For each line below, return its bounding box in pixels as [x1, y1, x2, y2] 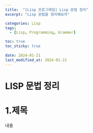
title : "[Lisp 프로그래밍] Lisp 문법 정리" [5, 7, 89, 12]
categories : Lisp [5, 21, 41, 26]
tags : [5, 25, 16, 30]
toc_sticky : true [5, 44, 41, 49]
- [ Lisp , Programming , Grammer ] [9, 30, 76, 35]
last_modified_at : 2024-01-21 [5, 58, 67, 63]
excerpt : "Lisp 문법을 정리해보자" [5, 12, 70, 17]
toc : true [5, 39, 26, 44]
